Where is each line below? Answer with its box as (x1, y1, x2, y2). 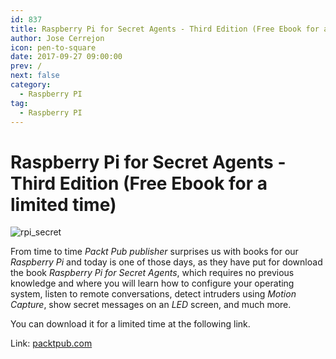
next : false (10, 71, 60, 81)
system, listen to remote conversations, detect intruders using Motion (10, 288, 297, 300)
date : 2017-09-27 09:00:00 (10, 52, 123, 62)
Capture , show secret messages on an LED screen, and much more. (10, 299, 292, 311)
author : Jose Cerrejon (10, 33, 105, 43)
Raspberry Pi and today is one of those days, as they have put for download (10, 256, 323, 268)
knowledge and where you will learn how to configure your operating (10, 277, 295, 290)
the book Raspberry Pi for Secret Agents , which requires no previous (10, 267, 295, 279)
